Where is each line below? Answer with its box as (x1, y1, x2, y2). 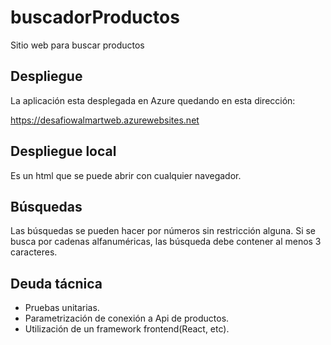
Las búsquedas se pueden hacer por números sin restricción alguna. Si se (10, 225, 317, 237)
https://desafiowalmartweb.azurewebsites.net (10, 114, 200, 126)
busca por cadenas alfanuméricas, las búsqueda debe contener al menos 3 (10, 236, 322, 248)
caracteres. (10, 246, 58, 258)
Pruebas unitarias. (24, 302, 100, 314)
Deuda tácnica (10, 275, 103, 292)
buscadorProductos (10, 6, 180, 29)
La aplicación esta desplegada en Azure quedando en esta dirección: (10, 94, 296, 106)
